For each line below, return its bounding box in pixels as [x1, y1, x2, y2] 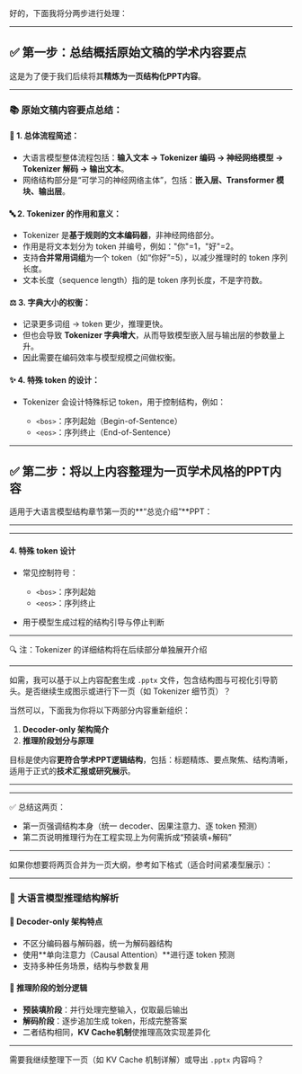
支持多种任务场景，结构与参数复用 [22, 960, 149, 971]
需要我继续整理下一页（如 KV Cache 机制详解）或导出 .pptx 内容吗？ [9, 1054, 265, 1065]
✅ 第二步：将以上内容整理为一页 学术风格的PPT [9, 464, 270, 479]
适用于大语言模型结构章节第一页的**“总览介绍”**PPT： [9, 506, 213, 517]
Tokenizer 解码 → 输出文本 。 [22, 163, 129, 173]
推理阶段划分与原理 [22, 735, 94, 746]
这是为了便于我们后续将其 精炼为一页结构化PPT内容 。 [9, 70, 207, 81]
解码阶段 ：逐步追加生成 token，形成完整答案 [22, 1015, 188, 1026]
